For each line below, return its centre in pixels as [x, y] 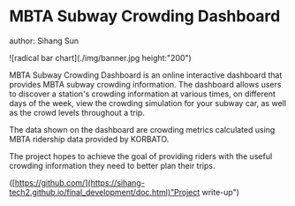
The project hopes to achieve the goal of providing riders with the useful [141, 156]
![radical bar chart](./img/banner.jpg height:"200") [100, 57]
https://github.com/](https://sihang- [80, 182]
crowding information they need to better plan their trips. [112, 165]
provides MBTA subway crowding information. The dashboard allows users [145, 84]
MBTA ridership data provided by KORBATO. [89, 139]
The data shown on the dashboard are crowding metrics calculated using [142, 129]
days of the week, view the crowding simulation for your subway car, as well [148, 103]
